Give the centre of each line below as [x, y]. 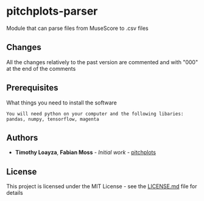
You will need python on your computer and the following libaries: [95, 114]
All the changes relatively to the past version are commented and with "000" [102, 62]
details [15, 193]
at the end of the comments [41, 68]
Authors [22, 138]
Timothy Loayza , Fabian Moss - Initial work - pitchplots [86, 152]
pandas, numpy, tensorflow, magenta [53, 119]
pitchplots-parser [52, 11]
